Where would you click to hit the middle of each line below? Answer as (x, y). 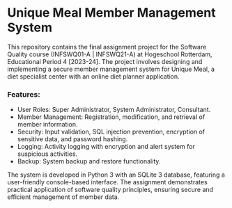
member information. (47, 125)
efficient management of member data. (63, 197)
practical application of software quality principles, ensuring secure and (110, 190)
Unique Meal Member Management (111, 13)
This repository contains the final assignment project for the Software (107, 47)
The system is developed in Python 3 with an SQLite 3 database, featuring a (116, 175)
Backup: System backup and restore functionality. (89, 161)
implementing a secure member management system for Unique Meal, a (111, 69)
